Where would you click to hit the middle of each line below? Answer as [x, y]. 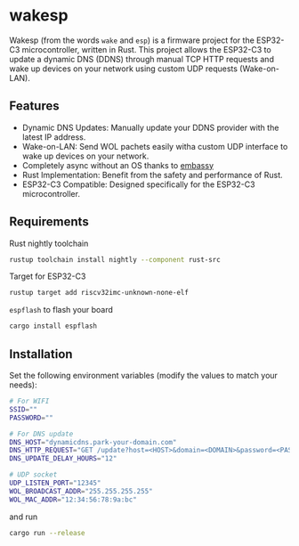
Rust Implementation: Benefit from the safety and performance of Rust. [152, 175]
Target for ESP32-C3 [48, 276]
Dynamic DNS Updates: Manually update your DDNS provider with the [150, 127]
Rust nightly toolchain [49, 243]
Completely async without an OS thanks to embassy [118, 165]
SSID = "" [24, 409]
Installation [41, 354]
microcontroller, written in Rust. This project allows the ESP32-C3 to [146, 49]
